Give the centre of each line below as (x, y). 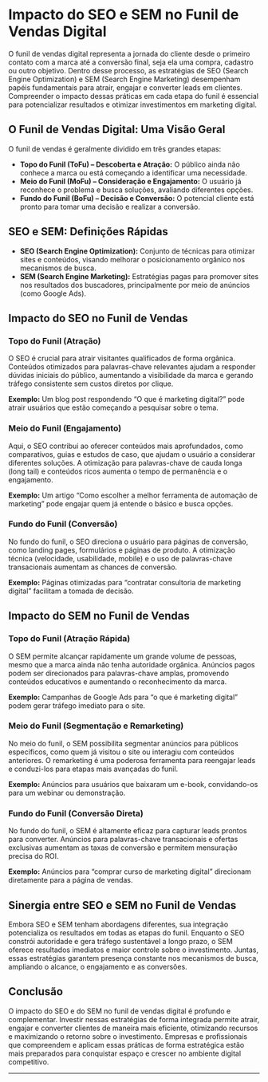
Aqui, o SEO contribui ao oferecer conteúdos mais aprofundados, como (126, 446)
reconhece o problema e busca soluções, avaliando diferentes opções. (136, 190)
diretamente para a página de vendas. (71, 880)
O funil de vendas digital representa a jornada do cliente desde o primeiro (129, 53)
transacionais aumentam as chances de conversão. (93, 567)
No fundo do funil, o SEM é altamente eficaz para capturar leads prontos (128, 831)
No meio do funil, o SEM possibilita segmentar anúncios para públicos (124, 743)
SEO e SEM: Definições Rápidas (89, 232)
